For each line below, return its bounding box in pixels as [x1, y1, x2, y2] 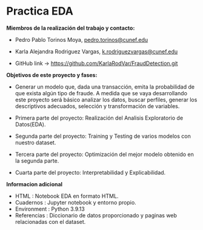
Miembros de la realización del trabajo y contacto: [6, 24, 135, 32]
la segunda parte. [15, 157, 59, 164]
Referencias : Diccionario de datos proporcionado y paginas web [15, 211, 178, 219]
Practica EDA [6, 4, 74, 18]
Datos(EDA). [15, 120, 46, 128]
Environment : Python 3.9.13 [15, 205, 85, 212]
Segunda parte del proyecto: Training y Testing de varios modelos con [15, 132, 191, 140]
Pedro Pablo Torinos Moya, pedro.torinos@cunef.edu [15, 36, 148, 43]
